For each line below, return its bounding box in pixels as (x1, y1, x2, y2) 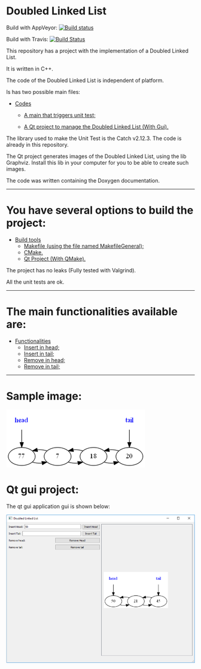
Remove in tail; (23, 363, 60, 370)
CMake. (23, 248, 43, 256)
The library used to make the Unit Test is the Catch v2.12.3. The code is (6, 135, 182, 142)
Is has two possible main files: (6, 88, 81, 95)
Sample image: (6, 390, 82, 403)
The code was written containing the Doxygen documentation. (6, 177, 160, 184)
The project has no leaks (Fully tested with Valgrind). (6, 266, 136, 273)
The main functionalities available (6, 305, 178, 318)
